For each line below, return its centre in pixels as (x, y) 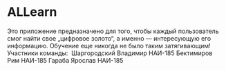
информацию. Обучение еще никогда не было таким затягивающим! (109, 45)
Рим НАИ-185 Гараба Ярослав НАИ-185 (65, 60)
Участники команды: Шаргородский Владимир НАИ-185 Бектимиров (110, 53)
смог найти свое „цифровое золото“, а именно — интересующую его (109, 38)
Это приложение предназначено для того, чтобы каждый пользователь (113, 31)
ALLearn (32, 12)
